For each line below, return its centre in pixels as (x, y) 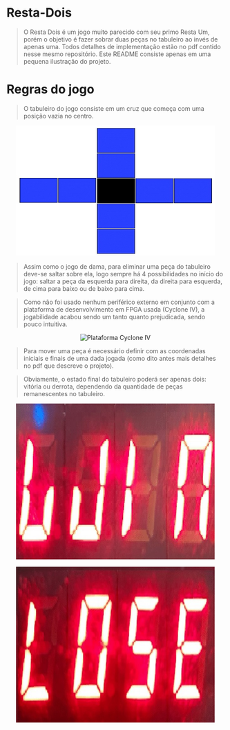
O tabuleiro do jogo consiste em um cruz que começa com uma (114, 108)
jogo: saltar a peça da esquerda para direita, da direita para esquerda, (123, 281)
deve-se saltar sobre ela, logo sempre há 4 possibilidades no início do (123, 274)
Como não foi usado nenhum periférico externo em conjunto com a (119, 302)
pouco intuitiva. (45, 324)
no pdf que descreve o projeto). (69, 366)
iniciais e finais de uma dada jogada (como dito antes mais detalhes (119, 358)
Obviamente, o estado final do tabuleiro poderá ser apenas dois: (115, 379)
